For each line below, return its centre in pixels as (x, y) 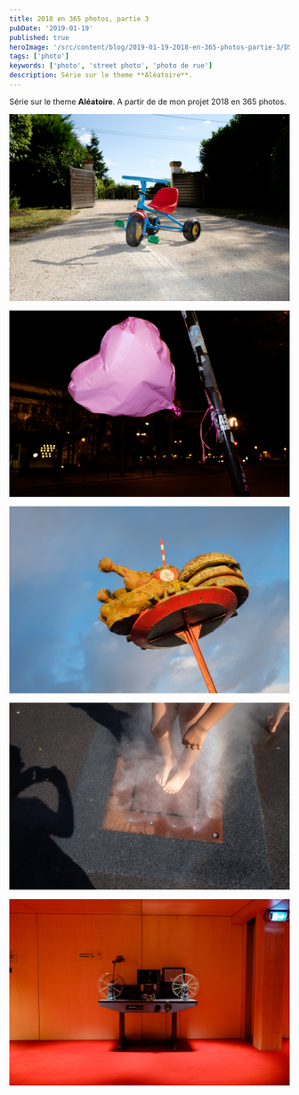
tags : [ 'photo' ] (39, 57)
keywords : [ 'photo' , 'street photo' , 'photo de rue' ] (111, 66)
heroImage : (29, 47)
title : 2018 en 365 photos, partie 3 (79, 19)
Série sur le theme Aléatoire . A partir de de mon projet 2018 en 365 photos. (148, 101)
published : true (39, 37)
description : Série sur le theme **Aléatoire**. (101, 76)
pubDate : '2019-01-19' (51, 28)
